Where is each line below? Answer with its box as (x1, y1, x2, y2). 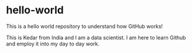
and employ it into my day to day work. (6, 40, 100, 47)
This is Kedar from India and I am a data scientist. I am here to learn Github (6, 34, 186, 41)
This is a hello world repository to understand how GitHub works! (6, 23, 163, 30)
